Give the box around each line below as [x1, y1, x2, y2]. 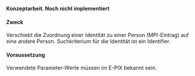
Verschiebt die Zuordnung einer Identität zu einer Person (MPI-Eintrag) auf [6, 32, 189, 39]
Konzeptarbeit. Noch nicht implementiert [6, 5, 110, 12]
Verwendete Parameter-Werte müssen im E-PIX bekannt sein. [6, 64, 158, 71]
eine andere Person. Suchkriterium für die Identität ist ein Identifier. [6, 38, 171, 45]
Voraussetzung [6, 51, 45, 58]
